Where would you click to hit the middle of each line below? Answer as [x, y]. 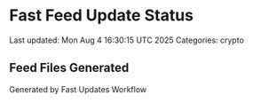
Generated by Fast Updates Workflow [78, 89]
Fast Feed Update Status [101, 16]
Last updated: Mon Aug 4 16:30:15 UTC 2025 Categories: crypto [126, 40]
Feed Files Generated [69, 68]
